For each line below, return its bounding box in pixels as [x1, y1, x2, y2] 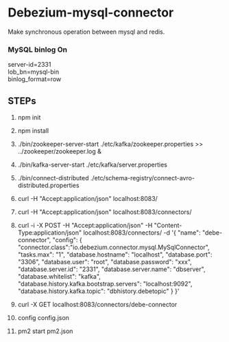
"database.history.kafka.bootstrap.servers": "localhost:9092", [17, 280, 193, 288]
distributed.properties [17, 181, 80, 190]
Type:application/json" [17, 228, 82, 237]
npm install [17, 127, 49, 135]
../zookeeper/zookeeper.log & [17, 147, 101, 156]
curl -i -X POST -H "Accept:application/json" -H [17, 222, 153, 230]
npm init [17, 114, 41, 122]
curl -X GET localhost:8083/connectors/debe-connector [17, 301, 178, 309]
